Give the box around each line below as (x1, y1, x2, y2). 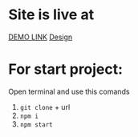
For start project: (8, 60, 123, 79)
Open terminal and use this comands (8, 87, 130, 96)
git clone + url (19, 102, 71, 111)
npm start (19, 120, 54, 129)
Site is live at (8, 6, 95, 24)
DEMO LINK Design (8, 32, 73, 42)
